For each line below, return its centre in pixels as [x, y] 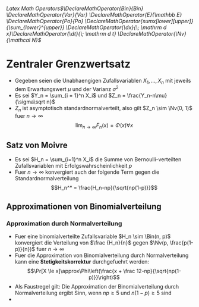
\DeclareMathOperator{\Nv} [152, 33]
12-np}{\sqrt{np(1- [159, 271]
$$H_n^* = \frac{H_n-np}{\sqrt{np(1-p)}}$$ [104, 188]
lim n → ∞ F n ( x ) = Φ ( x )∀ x [104, 126]
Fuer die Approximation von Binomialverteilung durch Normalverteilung [102, 255]
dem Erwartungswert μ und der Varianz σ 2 [67, 88]
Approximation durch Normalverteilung [64, 223]
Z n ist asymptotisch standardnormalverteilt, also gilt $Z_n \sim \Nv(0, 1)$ [104, 109]
